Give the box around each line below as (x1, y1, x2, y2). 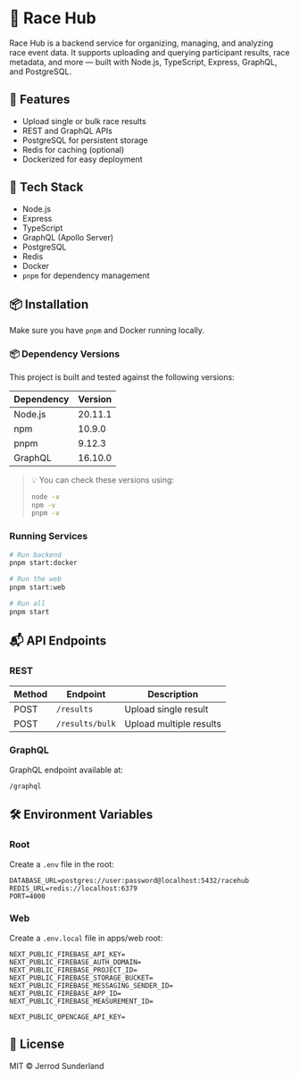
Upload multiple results (124, 717, 221, 729)
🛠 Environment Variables (9, 807, 154, 822)
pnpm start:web (9, 583, 66, 593)
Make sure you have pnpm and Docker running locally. (9, 325, 205, 336)
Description (146, 687, 199, 700)
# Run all (9, 599, 46, 609)
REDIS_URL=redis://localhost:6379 (9, 884, 138, 893)
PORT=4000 (9, 891, 46, 901)
